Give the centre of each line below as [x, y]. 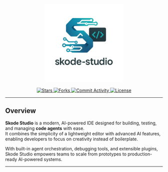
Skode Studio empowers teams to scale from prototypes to [66, 154]
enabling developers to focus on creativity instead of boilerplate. [72, 139]
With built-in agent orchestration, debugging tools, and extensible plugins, [82, 148]
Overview [21, 111]
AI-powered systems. [40, 159]
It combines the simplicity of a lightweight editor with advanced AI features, [83, 133]
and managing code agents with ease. [45, 128]
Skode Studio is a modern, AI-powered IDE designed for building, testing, [81, 123]
